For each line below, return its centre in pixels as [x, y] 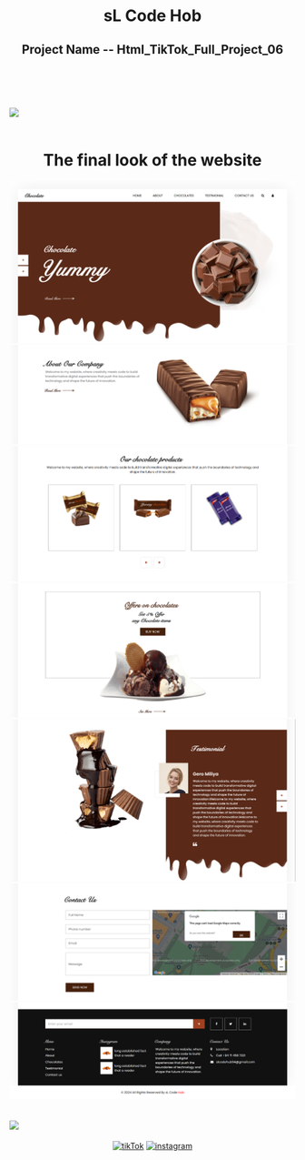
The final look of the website [152, 160]
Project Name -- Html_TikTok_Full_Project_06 [152, 50]
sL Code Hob [152, 16]
